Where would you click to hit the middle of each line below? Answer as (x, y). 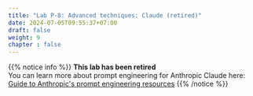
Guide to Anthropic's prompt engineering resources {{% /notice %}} (118, 84)
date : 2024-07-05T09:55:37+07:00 (63, 23)
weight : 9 (24, 37)
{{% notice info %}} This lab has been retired (82, 67)
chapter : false (35, 45)
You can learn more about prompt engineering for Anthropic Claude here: (127, 76)
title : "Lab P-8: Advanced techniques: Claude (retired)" (105, 15)
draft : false (29, 30)
